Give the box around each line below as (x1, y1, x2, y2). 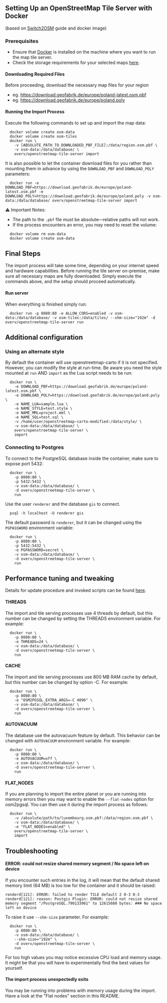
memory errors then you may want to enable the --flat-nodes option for (5, 796, 154, 802)
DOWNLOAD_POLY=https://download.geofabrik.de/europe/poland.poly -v (5, 194, 151, 199)
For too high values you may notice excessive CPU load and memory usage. (5, 954, 162, 960)
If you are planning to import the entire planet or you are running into (5, 791, 146, 797)
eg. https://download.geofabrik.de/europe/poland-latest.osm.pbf (12, 92, 146, 98)
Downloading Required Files (5, 71, 65, 77)
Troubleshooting (5, 846, 58, 855)
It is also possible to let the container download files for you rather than (5, 160, 152, 166)
